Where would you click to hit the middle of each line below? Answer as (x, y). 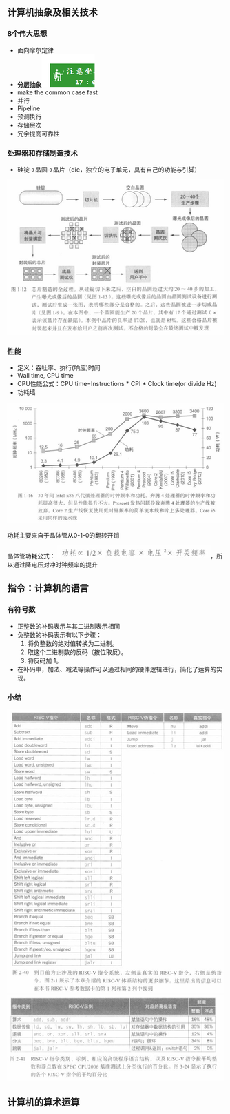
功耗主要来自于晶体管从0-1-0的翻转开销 (63, 535)
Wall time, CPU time (45, 375)
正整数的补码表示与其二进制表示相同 (69, 626)
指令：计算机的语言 (48, 588)
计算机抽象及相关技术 (52, 12)
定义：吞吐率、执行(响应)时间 (59, 367)
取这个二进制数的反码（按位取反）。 (77, 652)
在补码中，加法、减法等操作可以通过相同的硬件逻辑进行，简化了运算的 (117, 669)
